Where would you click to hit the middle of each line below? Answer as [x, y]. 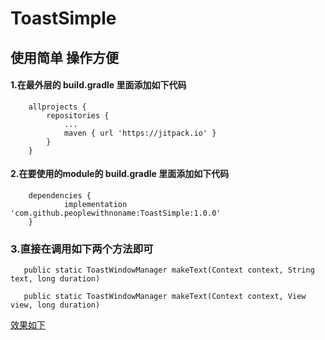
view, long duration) [55, 305]
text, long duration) [55, 279]
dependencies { [60, 195]
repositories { [78, 115]
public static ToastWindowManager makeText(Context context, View [165, 297]
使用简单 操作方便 [64, 57]
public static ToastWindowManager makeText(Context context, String [169, 270]
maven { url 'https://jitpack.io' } [140, 133]
